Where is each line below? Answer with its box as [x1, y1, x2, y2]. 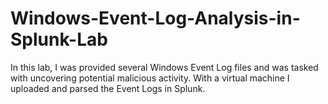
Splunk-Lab [10, 28, 108, 51]
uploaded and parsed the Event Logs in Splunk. [10, 82, 206, 94]
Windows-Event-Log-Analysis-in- [10, 7, 301, 30]
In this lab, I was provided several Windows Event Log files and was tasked [10, 61, 319, 73]
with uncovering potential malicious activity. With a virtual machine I [10, 72, 290, 84]
